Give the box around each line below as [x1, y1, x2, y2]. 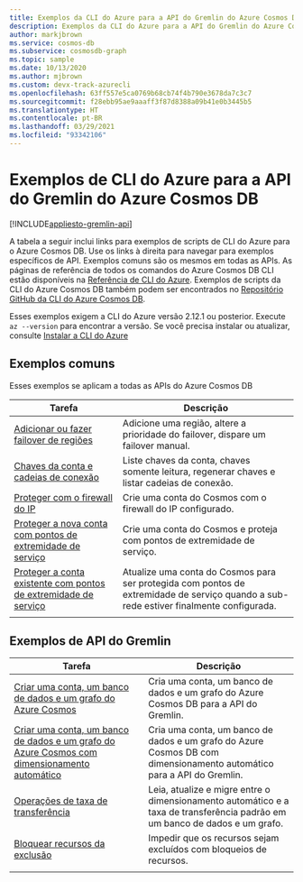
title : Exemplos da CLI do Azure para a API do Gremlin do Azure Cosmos [9, 13, 289, 23]
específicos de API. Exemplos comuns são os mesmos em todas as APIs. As [9, 254, 293, 266]
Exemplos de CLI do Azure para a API [9, 170, 291, 190]
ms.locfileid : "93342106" [9, 131, 106, 140]
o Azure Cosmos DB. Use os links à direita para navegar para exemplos [9, 245, 274, 256]
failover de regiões [14, 434, 93, 446]
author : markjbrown [9, 30, 83, 39]
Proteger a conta [14, 565, 86, 578]
